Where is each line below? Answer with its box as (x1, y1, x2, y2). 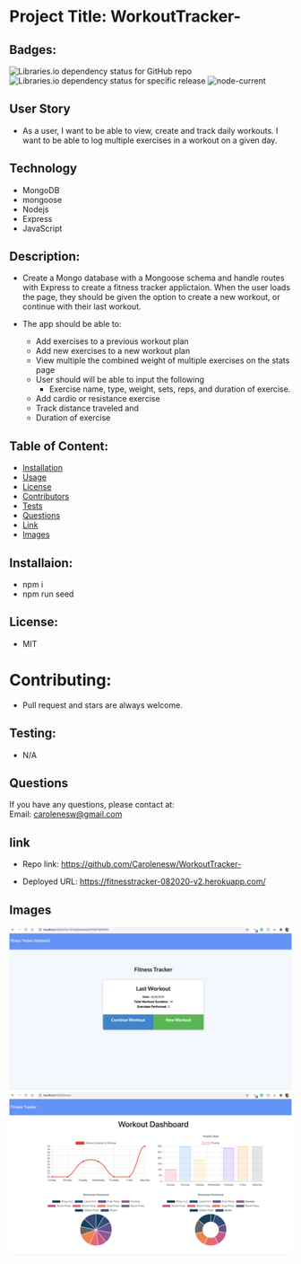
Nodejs (21, 204, 49, 215)
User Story (9, 102, 71, 117)
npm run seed (21, 588, 74, 599)
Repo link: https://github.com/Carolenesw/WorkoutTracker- (21, 859, 242, 870)
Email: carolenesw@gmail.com (9, 809, 123, 819)
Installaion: (9, 555, 73, 570)
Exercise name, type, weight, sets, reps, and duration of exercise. (48, 384, 291, 394)
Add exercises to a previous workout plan (35, 336, 190, 347)
